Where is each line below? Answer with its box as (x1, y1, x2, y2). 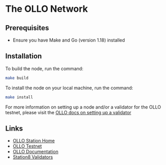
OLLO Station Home (12, 138, 55, 144)
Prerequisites (5, 24, 49, 32)
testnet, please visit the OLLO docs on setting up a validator (5, 109, 132, 115)
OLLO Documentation (12, 149, 59, 155)
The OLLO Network (5, 3, 88, 15)
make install (5, 94, 33, 100)
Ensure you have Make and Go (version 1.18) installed (12, 37, 126, 43)
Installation (5, 52, 42, 60)
